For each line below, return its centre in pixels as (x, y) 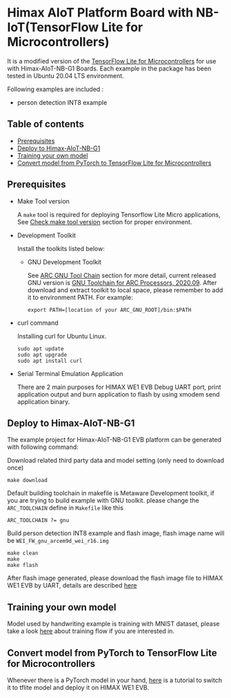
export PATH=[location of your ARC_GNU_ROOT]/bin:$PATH (109, 310)
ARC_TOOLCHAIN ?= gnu (38, 521)
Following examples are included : (56, 89)
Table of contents (46, 124)
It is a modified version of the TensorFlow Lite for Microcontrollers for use (112, 61)
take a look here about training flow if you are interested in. (91, 631)
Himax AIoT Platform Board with (100, 13)
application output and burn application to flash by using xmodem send (118, 394)
